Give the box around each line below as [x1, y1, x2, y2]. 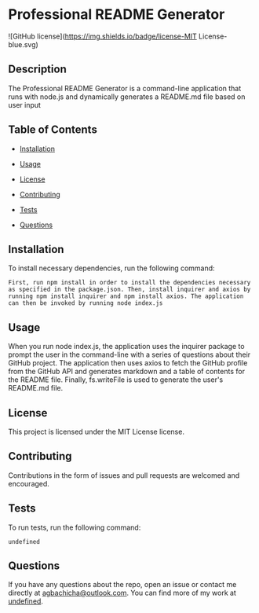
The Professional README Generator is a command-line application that [8, 83, 242, 93]
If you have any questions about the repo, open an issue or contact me [8, 580, 237, 589]
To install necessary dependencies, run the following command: [8, 263, 215, 273]
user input [8, 100, 42, 109]
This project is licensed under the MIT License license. [8, 427, 184, 436]
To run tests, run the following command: [8, 523, 141, 532]
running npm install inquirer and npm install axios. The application [8, 292, 244, 300]
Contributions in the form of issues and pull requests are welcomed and [8, 470, 240, 480]
